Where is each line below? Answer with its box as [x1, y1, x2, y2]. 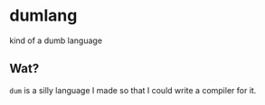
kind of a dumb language [9, 35, 102, 46]
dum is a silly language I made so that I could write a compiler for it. [9, 84, 257, 95]
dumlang [9, 5, 78, 26]
